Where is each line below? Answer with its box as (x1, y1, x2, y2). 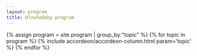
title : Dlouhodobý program (6, 14, 74, 20)
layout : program (6, 8, 47, 15)
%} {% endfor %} (6, 43, 50, 51)
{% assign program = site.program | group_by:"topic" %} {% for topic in (6, 31, 186, 38)
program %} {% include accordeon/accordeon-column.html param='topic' (6, 37, 192, 45)
